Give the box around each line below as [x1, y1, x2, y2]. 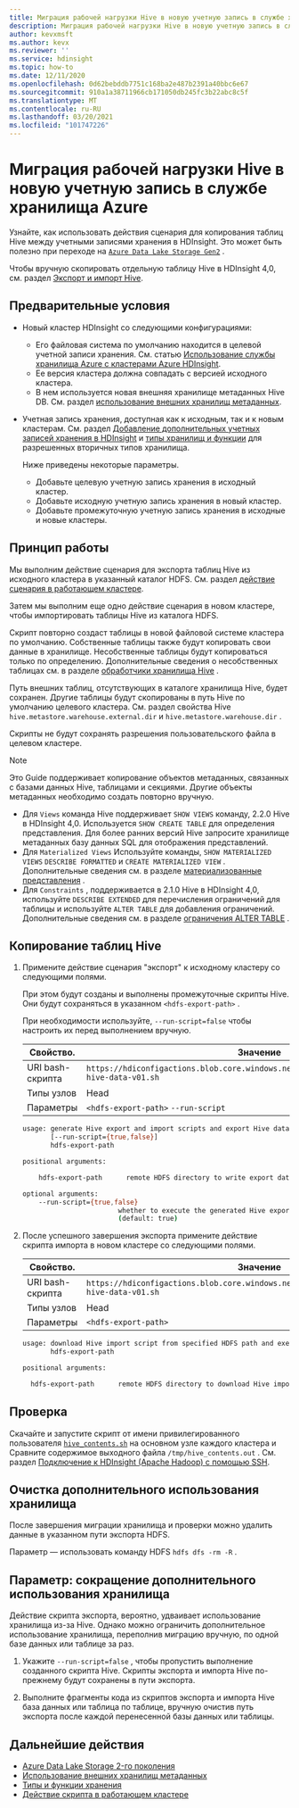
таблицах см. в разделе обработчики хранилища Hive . [9, 665, 220, 676]
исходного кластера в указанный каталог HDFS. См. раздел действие [9, 573, 276, 585]
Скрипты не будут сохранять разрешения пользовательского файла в [9, 728, 276, 739]
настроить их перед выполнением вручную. [21, 1025, 191, 1036]
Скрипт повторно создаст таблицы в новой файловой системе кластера [9, 626, 285, 638]
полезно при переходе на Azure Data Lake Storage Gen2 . [9, 245, 225, 256]
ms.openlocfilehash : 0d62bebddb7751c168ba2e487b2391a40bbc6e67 [9, 79, 249, 88]
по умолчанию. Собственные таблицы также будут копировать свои [9, 636, 271, 647]
